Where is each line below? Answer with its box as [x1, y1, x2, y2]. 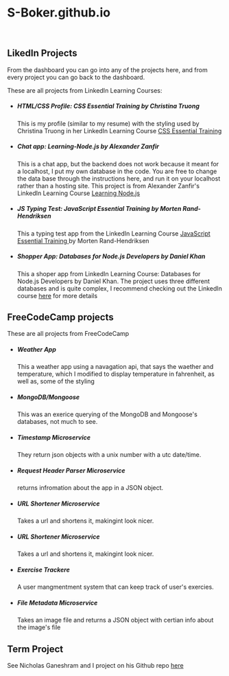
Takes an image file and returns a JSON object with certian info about [16, 616, 214, 624]
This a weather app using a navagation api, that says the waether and [16, 363, 214, 371]
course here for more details [16, 291, 98, 300]
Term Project [7, 643, 64, 655]
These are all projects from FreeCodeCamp [7, 330, 130, 338]
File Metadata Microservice [16, 598, 98, 607]
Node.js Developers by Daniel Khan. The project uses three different [16, 277, 210, 285]
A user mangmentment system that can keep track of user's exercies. [16, 583, 214, 591]
